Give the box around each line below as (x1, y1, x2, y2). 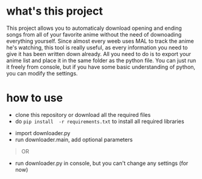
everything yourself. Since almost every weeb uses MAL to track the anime (6, 37, 194, 44)
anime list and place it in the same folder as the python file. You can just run (6, 57, 197, 64)
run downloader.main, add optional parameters (15, 136, 133, 143)
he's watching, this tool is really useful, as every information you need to (6, 44, 188, 51)
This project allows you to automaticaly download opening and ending (6, 24, 183, 32)
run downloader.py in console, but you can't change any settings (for (15, 160, 189, 167)
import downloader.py (15, 129, 71, 136)
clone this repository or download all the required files (15, 111, 151, 118)
